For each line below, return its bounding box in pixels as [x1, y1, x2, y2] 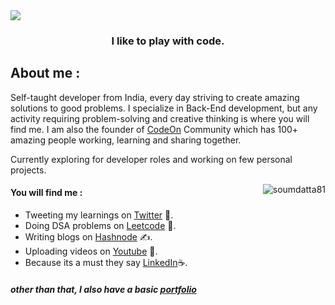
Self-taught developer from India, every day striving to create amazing [10, 91, 300, 103]
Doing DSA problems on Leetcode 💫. [24, 219, 177, 231]
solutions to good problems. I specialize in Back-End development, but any [10, 102, 318, 114]
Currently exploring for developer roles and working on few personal [10, 153, 293, 165]
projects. [10, 164, 47, 176]
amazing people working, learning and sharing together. [10, 134, 242, 146]
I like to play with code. [111, 34, 225, 48]
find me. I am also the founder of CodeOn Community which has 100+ [10, 123, 299, 135]
